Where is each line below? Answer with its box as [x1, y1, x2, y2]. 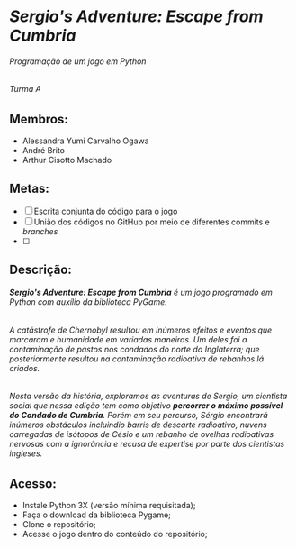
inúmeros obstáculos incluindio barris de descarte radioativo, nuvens [9, 419, 267, 430]
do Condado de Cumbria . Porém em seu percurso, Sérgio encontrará [9, 410, 268, 421]
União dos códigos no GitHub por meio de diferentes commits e [33, 216, 270, 227]
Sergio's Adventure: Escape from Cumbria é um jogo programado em [9, 287, 273, 298]
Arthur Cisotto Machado [22, 155, 112, 166]
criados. [9, 362, 40, 373]
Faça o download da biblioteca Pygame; [22, 509, 171, 520]
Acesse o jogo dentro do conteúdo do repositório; [22, 529, 208, 540]
